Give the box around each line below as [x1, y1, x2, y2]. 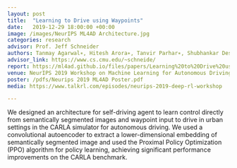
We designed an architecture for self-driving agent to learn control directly [7, 108, 224, 116]
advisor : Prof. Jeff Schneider [7, 43, 99, 50]
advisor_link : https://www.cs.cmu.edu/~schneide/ [7, 56, 157, 64]
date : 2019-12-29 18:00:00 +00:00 [7, 23, 115, 30]
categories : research [7, 37, 71, 44]
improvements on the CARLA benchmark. [7, 153, 128, 162]
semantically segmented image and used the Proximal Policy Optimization [7, 138, 222, 147]
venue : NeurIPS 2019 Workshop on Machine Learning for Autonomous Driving [7, 69, 232, 76]
